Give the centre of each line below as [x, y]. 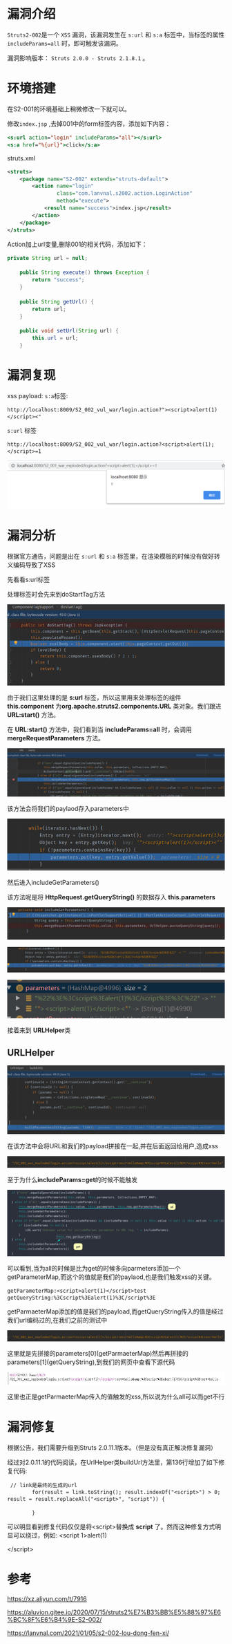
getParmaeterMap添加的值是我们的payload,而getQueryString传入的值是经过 [115, 1311]
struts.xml [21, 158]
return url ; [49, 309]
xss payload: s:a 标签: [38, 395]
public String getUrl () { [57, 301]
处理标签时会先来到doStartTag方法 [56, 594]
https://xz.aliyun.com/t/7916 [47, 1598]
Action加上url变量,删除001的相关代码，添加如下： [77, 244]
